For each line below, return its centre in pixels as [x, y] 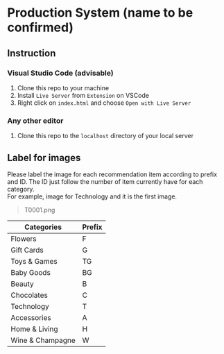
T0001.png [40, 210]
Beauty [22, 284]
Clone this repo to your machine [63, 87]
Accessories [31, 317]
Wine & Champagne [43, 340]
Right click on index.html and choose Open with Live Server [104, 103]
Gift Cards [27, 250]
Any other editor [35, 121]
